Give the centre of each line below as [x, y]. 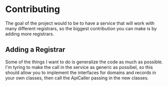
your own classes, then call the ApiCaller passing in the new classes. [77, 78]
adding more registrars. [30, 34]
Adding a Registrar [35, 50]
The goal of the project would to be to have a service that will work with [80, 23]
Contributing [33, 9]
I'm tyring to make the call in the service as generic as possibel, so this [79, 67]
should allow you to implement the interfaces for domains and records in [81, 72]
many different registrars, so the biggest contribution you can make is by [81, 28]
